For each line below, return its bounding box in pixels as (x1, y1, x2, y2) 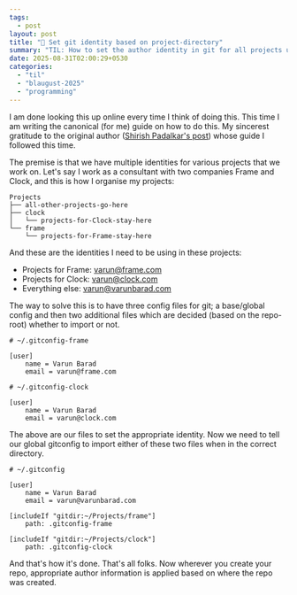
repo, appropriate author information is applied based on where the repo (9, 568, 273, 578)
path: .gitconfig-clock (25, 542, 113, 552)
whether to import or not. (28, 319, 120, 329)
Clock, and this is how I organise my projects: (9, 175, 175, 186)
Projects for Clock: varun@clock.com (21, 274, 158, 284)
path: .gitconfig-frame (25, 519, 113, 528)
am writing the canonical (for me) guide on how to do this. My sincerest (9, 120, 270, 131)
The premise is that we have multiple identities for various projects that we (9, 157, 280, 167)
